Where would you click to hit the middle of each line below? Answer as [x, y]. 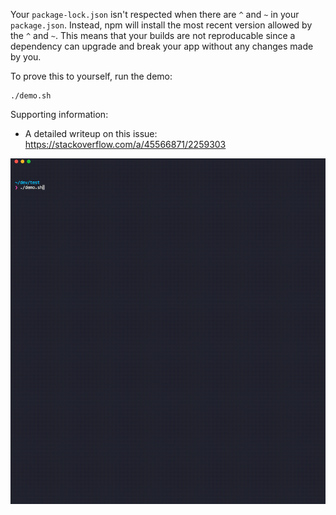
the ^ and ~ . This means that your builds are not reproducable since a [153, 35]
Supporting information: [59, 114]
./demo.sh [31, 96]
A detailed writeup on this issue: [91, 133]
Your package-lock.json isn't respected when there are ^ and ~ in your [155, 14]
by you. [26, 57]
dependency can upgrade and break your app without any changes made [162, 46]
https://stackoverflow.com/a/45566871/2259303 [125, 144]
